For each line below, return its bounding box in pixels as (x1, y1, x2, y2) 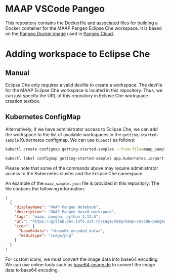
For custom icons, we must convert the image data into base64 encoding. (5, 256, 159, 262)
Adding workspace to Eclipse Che (5, 49, 150, 60)
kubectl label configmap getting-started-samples (5, 155, 112, 161)
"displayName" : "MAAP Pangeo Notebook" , (14, 205, 101, 210)
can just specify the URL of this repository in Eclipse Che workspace (5, 92, 148, 99)
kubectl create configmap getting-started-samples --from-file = (5, 146, 144, 152)
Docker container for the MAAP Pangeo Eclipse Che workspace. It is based (5, 25, 162, 31)
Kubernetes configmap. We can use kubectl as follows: (20, 137, 136, 143)
